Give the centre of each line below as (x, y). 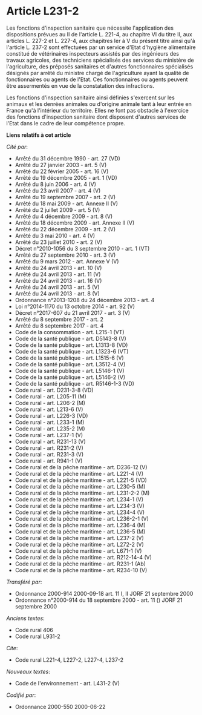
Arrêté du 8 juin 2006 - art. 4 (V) (56, 184)
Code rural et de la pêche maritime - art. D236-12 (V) (81, 467)
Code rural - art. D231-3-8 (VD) (54, 390)
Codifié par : (21, 695)
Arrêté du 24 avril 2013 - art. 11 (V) (58, 274)
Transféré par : (24, 582)
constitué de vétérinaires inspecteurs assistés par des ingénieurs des (93, 53)
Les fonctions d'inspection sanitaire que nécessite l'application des (90, 28)
